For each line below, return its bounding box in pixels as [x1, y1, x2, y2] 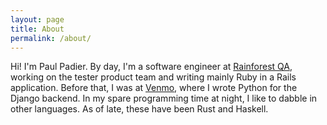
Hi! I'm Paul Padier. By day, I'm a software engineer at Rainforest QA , [10, 61, 293, 73]
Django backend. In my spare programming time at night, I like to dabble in [10, 92, 318, 105]
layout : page [10, 14, 65, 25]
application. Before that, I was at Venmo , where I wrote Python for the [10, 82, 298, 94]
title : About [10, 24, 65, 34]
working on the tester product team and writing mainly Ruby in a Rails [10, 71, 297, 83]
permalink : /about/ [10, 33, 92, 43]
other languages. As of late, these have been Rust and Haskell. [10, 103, 269, 115]
